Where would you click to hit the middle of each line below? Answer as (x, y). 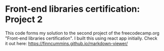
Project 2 (24, 19)
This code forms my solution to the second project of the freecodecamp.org (82, 33)
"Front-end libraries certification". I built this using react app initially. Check (81, 38)
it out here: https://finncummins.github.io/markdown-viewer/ (66, 43)
